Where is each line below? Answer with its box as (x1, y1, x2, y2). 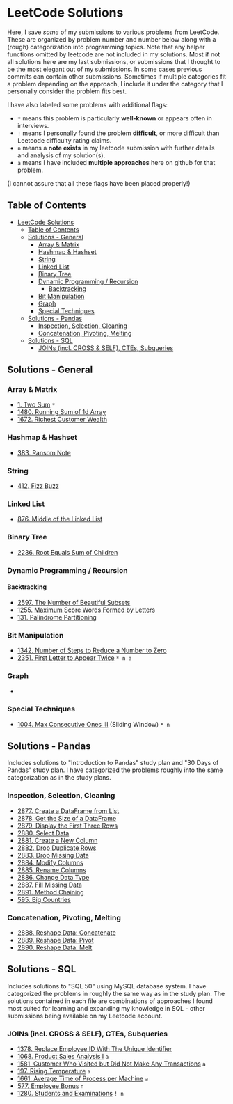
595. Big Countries (17, 895, 71, 904)
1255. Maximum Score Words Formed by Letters (17, 606, 156, 614)
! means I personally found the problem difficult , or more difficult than (17, 129, 220, 137)
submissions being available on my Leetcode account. (7, 1011, 163, 1020)
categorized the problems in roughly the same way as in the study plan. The (7, 989, 225, 997)
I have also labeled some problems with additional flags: (7, 100, 168, 109)
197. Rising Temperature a (17, 1067, 91, 1075)
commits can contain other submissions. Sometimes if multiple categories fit (7, 72, 227, 81)
